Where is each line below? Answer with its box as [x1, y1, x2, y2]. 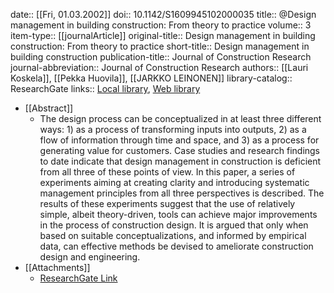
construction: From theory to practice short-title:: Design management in [10, 40, 310, 52]
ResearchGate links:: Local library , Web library [10, 83, 201, 94]
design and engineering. [39, 251, 141, 263]
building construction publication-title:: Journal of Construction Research [10, 51, 312, 63]
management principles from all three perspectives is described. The [39, 187, 325, 199]
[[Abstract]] [24, 102, 74, 114]
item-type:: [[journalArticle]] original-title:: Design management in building [10, 30, 316, 41]
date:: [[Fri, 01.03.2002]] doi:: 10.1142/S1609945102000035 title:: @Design [10, 9, 317, 20]
